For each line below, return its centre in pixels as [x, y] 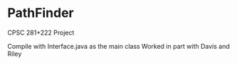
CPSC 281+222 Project [41, 32]
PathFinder [41, 13]
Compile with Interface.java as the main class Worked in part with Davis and [118, 46]
